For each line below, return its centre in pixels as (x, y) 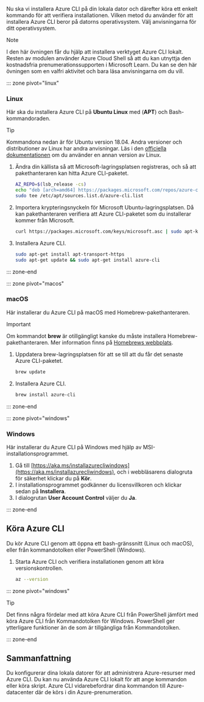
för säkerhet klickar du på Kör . (53, 478)
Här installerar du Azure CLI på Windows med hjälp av (74, 447)
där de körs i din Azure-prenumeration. (84, 692)
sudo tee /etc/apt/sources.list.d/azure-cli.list (79, 196)
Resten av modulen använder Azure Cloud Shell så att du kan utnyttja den (99, 58)
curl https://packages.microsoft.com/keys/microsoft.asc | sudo (98, 231)
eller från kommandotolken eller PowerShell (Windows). (76, 550)
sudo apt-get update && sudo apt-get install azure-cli (87, 260)
